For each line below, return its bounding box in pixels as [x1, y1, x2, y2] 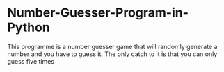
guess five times [7, 57, 54, 65]
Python [7, 19, 50, 35]
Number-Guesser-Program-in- [7, 5, 189, 21]
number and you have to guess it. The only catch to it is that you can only [7, 50, 218, 58]
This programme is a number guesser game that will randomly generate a [7, 42, 218, 51]
